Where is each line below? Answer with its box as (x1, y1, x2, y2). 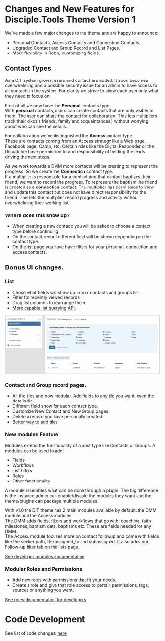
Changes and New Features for (5, 3, 134, 15)
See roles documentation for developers (5, 597, 87, 603)
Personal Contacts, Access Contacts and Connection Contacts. (12, 39, 141, 45)
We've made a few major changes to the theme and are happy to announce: (5, 30, 159, 36)
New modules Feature (5, 431, 59, 438)
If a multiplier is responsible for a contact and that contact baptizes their (5, 173, 151, 180)
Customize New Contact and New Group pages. (12, 408, 110, 414)
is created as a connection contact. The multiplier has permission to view (5, 184, 154, 190)
